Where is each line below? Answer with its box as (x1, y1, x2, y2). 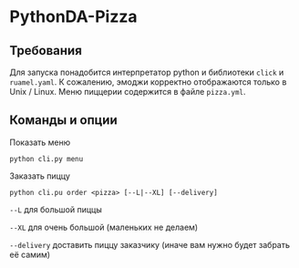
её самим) (9, 249, 51, 260)
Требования (9, 43, 82, 58)
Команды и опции (9, 112, 118, 129)
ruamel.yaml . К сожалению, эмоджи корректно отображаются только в (9, 77, 287, 88)
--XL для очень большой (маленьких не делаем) (9, 222, 199, 232)
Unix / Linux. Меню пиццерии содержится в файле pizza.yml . (9, 87, 246, 97)
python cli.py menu (9, 154, 84, 163)
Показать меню (9, 137, 71, 148)
